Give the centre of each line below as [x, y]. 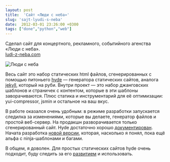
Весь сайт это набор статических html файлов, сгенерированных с [78, 74]
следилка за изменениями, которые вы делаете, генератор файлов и [81, 117]
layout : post [19, 10]
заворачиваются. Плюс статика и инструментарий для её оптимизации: [84, 96]
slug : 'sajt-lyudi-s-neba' [34, 19]
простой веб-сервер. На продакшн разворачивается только [71, 122]
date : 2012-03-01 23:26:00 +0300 [42, 24]
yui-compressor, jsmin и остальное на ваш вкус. [57, 101]
